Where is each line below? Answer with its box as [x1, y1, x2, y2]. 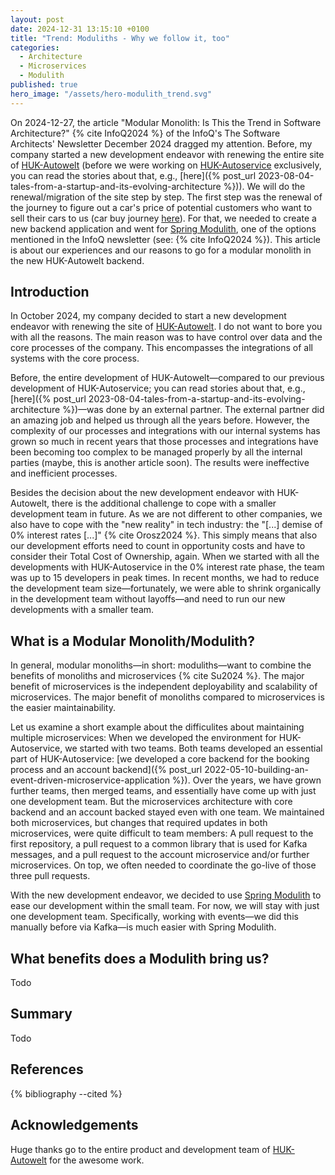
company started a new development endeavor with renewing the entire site [10, 148, 325, 160]
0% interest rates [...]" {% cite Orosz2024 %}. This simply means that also [10, 529, 318, 541]
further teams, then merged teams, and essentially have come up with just [10, 785, 317, 797]
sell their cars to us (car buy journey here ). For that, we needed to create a [10, 212, 317, 224]
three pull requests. [10, 870, 91, 882]
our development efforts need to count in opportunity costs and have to [10, 540, 306, 552]
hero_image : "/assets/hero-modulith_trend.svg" [10, 89, 213, 99]
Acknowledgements [10, 1117, 139, 1134]
